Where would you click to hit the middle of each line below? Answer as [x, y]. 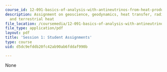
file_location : [21, 24]
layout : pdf [17, 33]
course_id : [16, 10]
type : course [19, 42]
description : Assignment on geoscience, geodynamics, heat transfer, [79, 14]
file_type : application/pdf [34, 28]
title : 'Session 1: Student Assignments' [49, 38]
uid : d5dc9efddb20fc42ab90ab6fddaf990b [46, 47]
